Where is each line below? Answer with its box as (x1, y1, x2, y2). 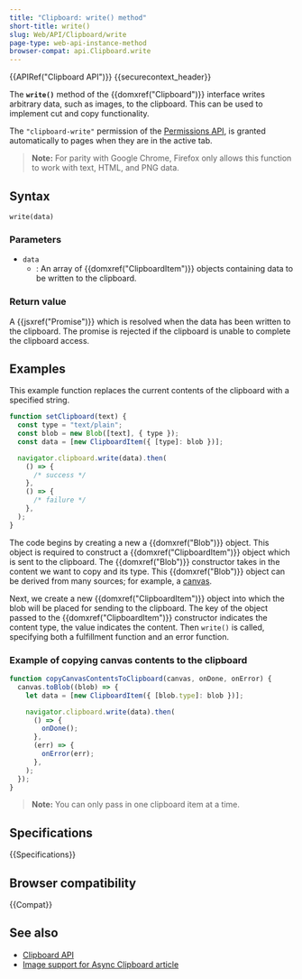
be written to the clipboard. (35, 272, 137, 284)
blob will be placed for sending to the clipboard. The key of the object (9, 602, 269, 614)
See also (9, 926, 59, 941)
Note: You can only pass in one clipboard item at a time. (31, 799, 241, 810)
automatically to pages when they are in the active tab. (9, 135, 214, 146)
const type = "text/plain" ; (17, 420, 124, 429)
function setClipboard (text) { (9, 412, 127, 421)
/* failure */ (32, 495, 87, 505)
